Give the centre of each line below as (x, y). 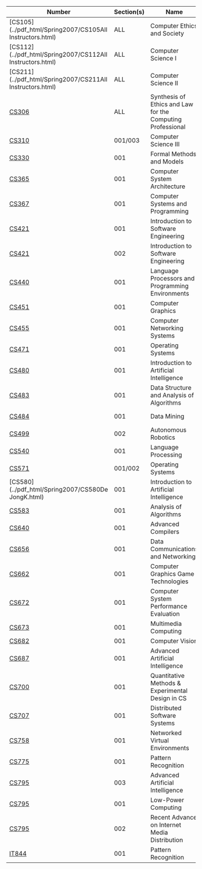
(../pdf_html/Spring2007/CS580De (59, 489)
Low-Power (167, 800)
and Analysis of (172, 395)
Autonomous (168, 430)
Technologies (169, 581)
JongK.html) (26, 497)
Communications (174, 549)
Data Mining (167, 416)
